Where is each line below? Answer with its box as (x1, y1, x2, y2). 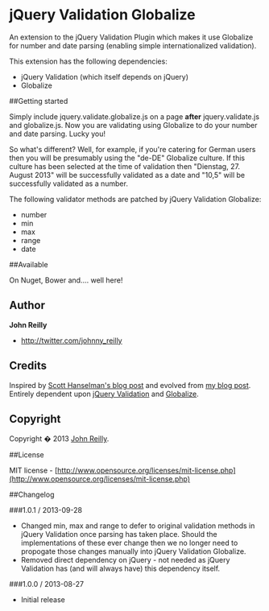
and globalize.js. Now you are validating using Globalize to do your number (9, 120, 258, 130)
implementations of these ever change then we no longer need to (20, 538, 238, 548)
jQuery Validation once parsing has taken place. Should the (20, 530, 217, 539)
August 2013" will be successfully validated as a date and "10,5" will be (9, 170, 246, 180)
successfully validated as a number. (9, 179, 128, 188)
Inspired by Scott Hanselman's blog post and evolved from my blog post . (9, 380, 251, 390)
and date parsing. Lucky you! (9, 129, 106, 138)
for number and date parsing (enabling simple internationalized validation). (9, 40, 257, 50)
